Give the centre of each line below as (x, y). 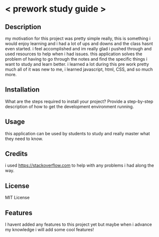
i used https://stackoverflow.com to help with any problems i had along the (79, 165)
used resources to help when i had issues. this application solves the (74, 54)
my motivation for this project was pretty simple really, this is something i (78, 38)
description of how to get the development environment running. (70, 106)
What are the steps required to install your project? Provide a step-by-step (79, 101)
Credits (16, 154)
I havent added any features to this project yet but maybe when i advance (79, 224)
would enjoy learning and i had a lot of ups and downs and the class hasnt (79, 44)
